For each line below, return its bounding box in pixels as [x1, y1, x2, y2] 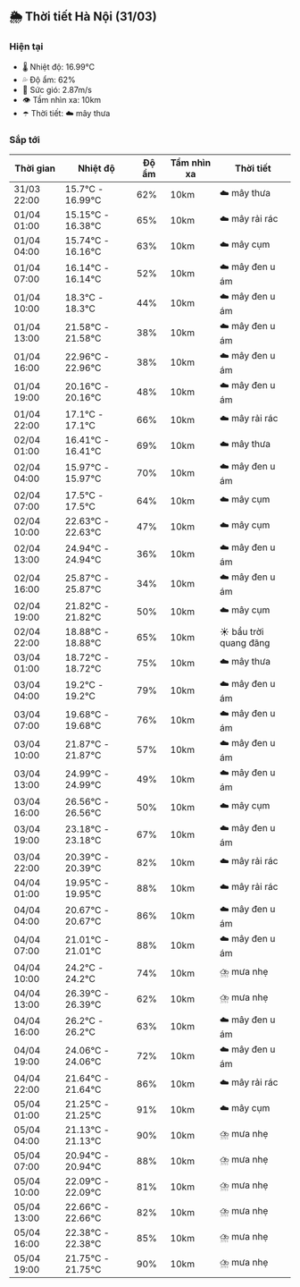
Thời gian [14, 162, 56, 174]
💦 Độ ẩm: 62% [21, 74, 76, 85]
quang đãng [220, 636, 271, 648]
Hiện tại [9, 40, 44, 53]
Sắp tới [9, 133, 40, 146]
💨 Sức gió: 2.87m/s [21, 84, 92, 95]
